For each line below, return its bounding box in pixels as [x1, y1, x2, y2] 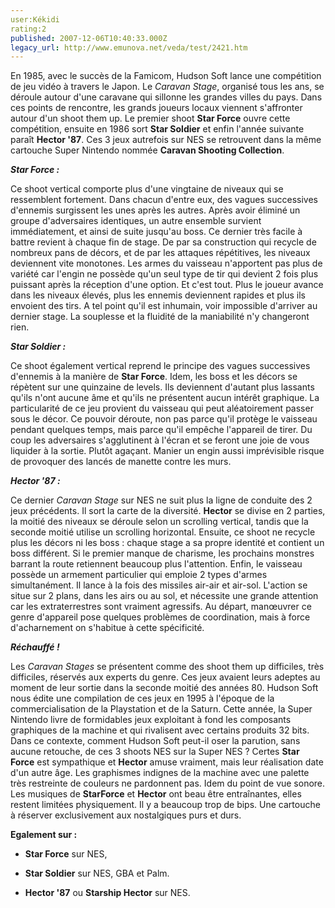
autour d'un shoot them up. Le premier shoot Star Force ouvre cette [10, 112, 291, 125]
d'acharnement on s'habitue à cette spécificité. [10, 622, 205, 634]
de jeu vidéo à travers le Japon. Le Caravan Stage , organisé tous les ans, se [10, 81, 325, 93]
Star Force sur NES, [24, 848, 108, 860]
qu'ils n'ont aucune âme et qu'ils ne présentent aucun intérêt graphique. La [10, 392, 320, 404]
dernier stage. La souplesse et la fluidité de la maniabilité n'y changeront [10, 311, 310, 323]
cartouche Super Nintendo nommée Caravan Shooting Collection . [10, 144, 285, 156]
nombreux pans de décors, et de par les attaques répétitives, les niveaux [10, 247, 311, 259]
